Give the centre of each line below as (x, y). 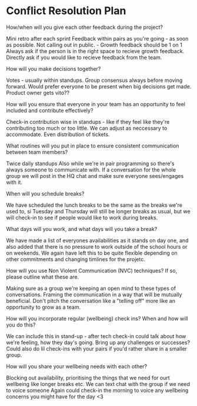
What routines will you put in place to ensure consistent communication (93, 146)
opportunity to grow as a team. (44, 307)
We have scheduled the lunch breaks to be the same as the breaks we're (94, 205)
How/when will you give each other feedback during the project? (85, 27)
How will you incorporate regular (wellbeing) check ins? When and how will (97, 318)
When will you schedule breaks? (45, 193)
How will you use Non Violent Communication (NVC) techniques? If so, (92, 270)
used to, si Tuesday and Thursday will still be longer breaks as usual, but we (98, 211)
